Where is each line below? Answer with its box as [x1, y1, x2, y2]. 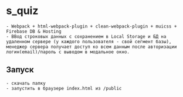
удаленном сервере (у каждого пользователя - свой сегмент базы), [6, 39, 172, 44]
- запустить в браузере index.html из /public [6, 85, 122, 91]
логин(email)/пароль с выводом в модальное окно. [6, 49, 130, 55]
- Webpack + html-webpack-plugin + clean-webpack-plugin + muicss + [6, 23, 177, 29]
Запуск [6, 65, 34, 75]
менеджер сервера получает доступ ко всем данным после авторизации [6, 44, 177, 50]
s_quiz [6, 4, 39, 18]
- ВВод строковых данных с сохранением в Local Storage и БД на [6, 33, 167, 39]
